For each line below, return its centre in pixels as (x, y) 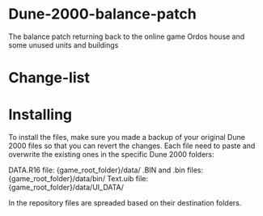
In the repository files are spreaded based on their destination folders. (125, 203)
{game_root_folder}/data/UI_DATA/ (66, 188)
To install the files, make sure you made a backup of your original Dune (127, 138)
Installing (40, 115)
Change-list (49, 78)
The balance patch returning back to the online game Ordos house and (127, 36)
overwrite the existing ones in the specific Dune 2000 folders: (111, 155)
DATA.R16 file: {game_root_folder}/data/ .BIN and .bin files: (106, 170)
